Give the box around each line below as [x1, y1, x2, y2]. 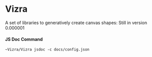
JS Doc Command [5, 36, 43, 42]
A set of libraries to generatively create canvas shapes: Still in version [5, 20, 148, 26]
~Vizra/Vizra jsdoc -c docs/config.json [5, 47, 90, 52]
